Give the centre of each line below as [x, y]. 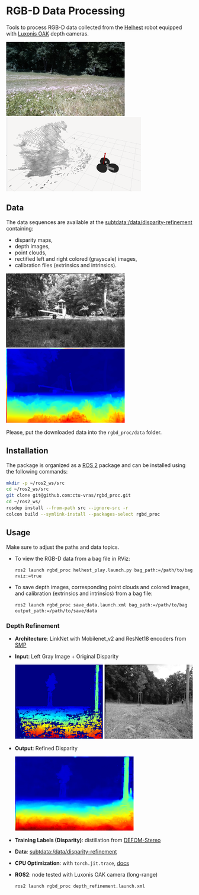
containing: [20, 228]
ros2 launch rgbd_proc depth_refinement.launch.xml [80, 886]
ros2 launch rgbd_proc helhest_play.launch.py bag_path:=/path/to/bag [104, 570]
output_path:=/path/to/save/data [56, 611]
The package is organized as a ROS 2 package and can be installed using [96, 465]
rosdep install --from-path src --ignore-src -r [67, 508]
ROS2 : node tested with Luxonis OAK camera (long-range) [86, 874]
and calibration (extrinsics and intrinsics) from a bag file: [84, 593]
